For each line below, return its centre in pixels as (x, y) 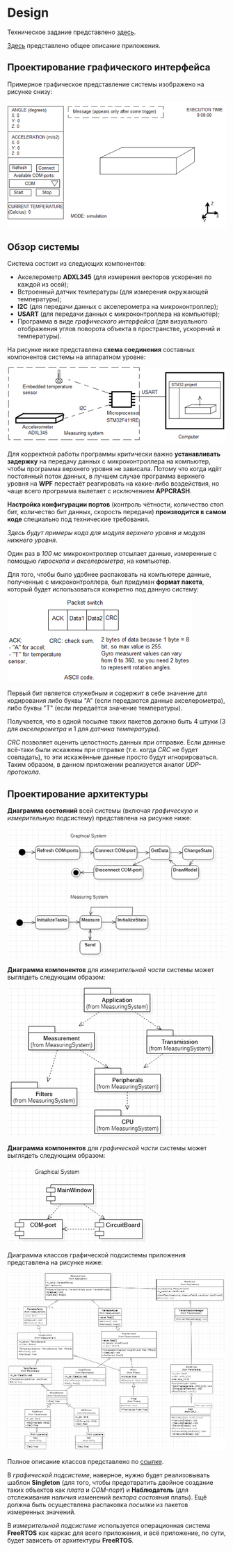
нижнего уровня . (32, 540)
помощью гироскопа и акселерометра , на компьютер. (89, 561)
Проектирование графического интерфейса (109, 67)
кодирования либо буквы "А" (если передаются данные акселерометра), (116, 701)
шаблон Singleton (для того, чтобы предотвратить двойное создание (110, 1482)
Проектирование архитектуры (78, 794)
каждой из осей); (43, 284)
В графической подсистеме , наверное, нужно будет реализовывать (109, 1475)
